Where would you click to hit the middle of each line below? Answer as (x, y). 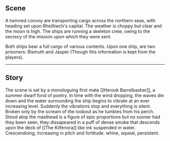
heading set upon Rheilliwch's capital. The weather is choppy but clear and (83, 26)
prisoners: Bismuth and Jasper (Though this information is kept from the (80, 52)
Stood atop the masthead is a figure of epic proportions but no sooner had (83, 117)
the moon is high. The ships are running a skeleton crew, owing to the (78, 31)
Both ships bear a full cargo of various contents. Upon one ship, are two (80, 46)
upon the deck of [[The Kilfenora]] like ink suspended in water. (70, 127)
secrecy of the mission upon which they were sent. (58, 36)
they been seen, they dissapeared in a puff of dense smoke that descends (83, 122)
